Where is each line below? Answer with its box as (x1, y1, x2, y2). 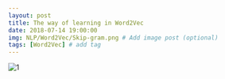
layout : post (8, 11, 52, 20)
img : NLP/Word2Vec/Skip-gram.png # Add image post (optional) (8, 33, 219, 42)
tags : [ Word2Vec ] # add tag (8, 41, 102, 49)
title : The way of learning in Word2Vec (8, 19, 145, 27)
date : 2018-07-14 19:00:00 (8, 26, 98, 34)
